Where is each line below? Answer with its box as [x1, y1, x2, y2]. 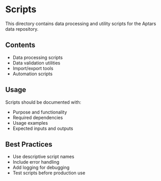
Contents [5, 41, 36, 50]
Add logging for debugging [12, 165, 70, 171]
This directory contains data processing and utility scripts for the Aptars [5, 20, 156, 27]
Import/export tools [12, 65, 53, 71]
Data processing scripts [12, 54, 63, 60]
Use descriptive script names [12, 153, 75, 160]
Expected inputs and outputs [12, 125, 73, 131]
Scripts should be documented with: [5, 99, 82, 105]
